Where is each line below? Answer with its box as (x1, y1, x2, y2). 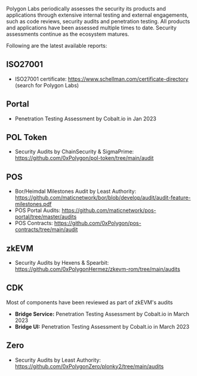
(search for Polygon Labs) (14, 81, 79, 89)
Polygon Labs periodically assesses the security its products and (6, 5, 166, 12)
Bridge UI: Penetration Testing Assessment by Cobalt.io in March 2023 (14, 323, 190, 330)
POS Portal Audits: (14, 207, 61, 214)
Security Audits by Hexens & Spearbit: (14, 259, 109, 266)
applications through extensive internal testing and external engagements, (6, 11, 189, 19)
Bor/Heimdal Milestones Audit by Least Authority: (14, 188, 137, 195)
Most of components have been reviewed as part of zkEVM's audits (6, 299, 173, 306)
